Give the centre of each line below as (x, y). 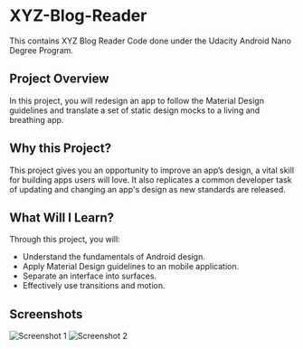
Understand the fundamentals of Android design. (114, 257)
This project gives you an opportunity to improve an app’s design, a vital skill (152, 170)
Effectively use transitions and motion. (94, 286)
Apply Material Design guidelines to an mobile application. (131, 267)
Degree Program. (42, 50)
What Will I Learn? (62, 217)
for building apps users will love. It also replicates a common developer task (151, 179)
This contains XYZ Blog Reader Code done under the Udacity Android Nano (151, 41)
